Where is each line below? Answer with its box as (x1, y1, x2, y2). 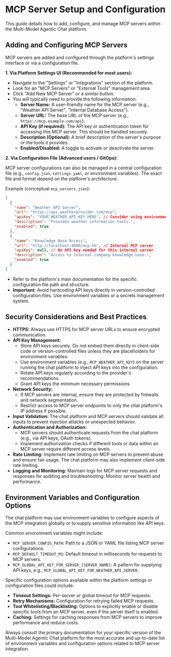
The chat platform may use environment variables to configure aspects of (5, 515, 160, 521)
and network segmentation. (20, 397, 78, 403)
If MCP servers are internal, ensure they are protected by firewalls (20, 391, 159, 398)
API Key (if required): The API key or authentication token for (20, 123, 149, 129)
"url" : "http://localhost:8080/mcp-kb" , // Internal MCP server (14, 243, 154, 248)
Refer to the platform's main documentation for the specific (12, 276, 137, 282)
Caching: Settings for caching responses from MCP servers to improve (12, 614, 162, 620)
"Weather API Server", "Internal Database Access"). (20, 106, 129, 113)
